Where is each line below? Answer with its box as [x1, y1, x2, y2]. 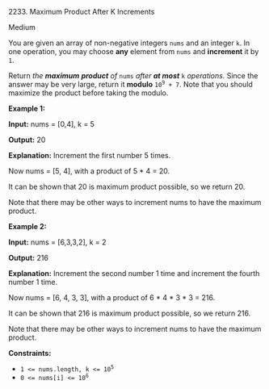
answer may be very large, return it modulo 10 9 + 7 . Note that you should [8, 80, 253, 89]
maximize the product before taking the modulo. [8, 88, 169, 98]
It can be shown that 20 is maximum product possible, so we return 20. [8, 182, 246, 191]
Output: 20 [8, 135, 46, 144]
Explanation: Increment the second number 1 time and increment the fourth [8, 269, 260, 278]
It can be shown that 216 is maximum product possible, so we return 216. [8, 308, 251, 318]
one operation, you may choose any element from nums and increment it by [8, 47, 259, 56]
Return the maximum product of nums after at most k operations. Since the [8, 71, 258, 80]
